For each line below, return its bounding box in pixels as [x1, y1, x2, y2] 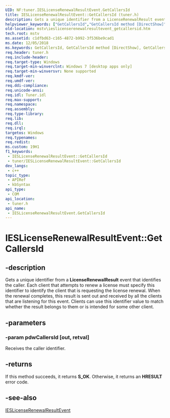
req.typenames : [5, 135, 37, 140]
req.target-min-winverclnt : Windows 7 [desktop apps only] [5, 64, 133, 69]
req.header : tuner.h [5, 50, 49, 55]
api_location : [5, 196, 35, 201]
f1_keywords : [5, 149, 33, 154]
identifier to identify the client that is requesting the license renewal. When [5, 287, 160, 294]
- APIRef [7, 177, 26, 183]
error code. [5, 379, 29, 385]
